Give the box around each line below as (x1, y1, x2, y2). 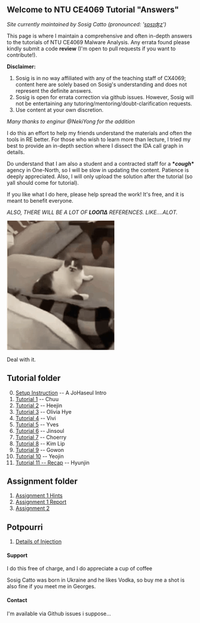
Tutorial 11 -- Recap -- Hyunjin (15, 459, 90, 466)
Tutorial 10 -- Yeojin (15, 453, 64, 460)
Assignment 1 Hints (15, 492, 63, 499)
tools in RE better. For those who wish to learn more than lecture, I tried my (7, 136, 190, 143)
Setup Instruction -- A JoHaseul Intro (15, 389, 107, 396)
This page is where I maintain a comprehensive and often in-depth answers (7, 32, 193, 39)
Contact (7, 597, 27, 604)
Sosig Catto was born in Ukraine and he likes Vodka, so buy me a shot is (7, 576, 185, 584)
